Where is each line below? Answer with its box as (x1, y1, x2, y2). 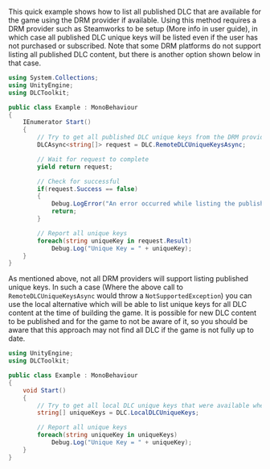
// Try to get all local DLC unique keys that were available (37, 401, 250, 409)
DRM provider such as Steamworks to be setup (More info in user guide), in (8, 24, 259, 33)
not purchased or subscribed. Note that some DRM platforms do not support (8, 41, 261, 51)
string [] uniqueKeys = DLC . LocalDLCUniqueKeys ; (37, 409, 199, 417)
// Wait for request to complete (37, 155, 149, 164)
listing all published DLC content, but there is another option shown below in (8, 50, 261, 59)
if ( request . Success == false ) (37, 185, 138, 193)
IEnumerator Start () (22, 118, 92, 127)
